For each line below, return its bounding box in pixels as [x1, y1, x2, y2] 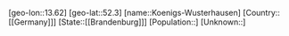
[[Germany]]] [8, 17, 57, 27]
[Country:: [243, 8, 280, 18]
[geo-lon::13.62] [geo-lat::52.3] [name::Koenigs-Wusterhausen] [8, 8, 242, 18]
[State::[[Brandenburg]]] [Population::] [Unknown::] [58, 17, 246, 27]
